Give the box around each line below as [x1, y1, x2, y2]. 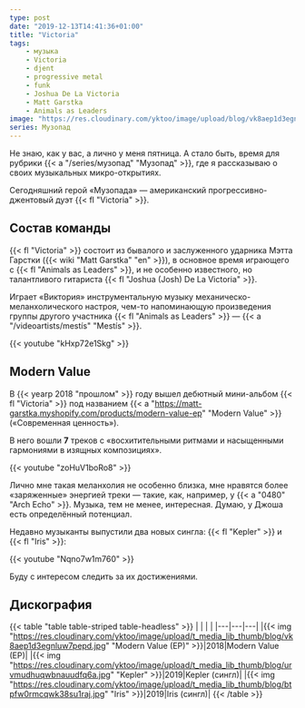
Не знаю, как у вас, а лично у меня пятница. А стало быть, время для [9, 148, 280, 159]
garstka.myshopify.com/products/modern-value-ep [9, 408, 202, 418]
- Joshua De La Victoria [25, 89, 120, 98]
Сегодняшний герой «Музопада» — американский [9, 185, 207, 195]
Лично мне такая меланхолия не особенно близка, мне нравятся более [9, 479, 289, 490]
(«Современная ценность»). [9, 417, 120, 428]
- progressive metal [25, 73, 103, 82]
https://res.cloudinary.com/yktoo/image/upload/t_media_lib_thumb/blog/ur [13, 660, 292, 671]
